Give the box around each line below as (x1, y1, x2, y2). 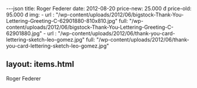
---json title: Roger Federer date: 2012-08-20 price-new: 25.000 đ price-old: (6, 5, 192, 12)
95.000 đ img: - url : (6, 11, 55, 18)
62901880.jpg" (6, 30, 42, 37)
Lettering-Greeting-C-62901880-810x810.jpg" (6, 18, 118, 24)
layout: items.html (6, 59, 75, 69)
